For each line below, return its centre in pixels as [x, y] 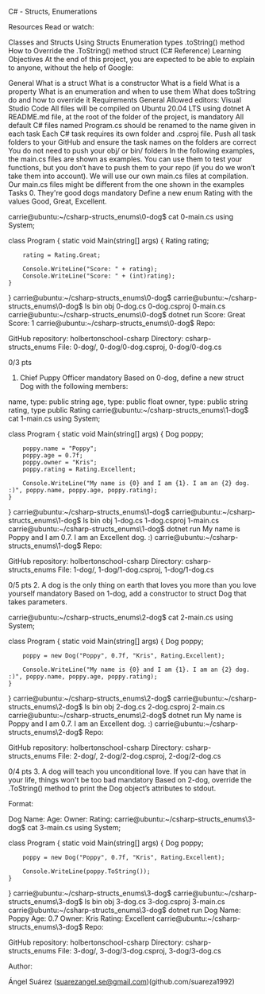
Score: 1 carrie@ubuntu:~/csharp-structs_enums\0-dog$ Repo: [112, 323]
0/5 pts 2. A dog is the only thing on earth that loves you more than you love [132, 585]
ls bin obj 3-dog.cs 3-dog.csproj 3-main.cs [155, 901]
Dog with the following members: [74, 386]
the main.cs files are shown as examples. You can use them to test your [125, 159]
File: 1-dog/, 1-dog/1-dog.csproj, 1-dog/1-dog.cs [136, 569]
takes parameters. [38, 602]
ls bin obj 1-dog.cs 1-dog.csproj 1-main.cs [151, 520]
